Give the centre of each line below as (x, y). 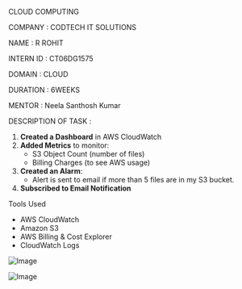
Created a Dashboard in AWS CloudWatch (91, 137)
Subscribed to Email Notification (75, 188)
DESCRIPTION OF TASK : (50, 121)
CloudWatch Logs (50, 245)
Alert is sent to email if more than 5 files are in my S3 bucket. (133, 180)
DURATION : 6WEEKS (44, 90)
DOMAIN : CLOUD (38, 74)
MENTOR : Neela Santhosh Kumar (65, 105)
